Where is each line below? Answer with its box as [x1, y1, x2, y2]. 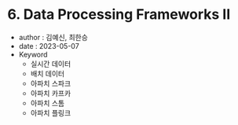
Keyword [18, 50, 48, 59]
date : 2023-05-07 [18, 41, 79, 50]
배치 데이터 [30, 68, 64, 78]
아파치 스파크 [30, 79, 71, 88]
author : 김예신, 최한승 [18, 32, 88, 42]
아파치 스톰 [30, 98, 64, 108]
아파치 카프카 [30, 88, 71, 97]
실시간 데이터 [30, 59, 71, 68]
